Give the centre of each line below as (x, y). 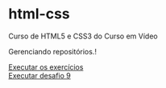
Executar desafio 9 (39, 75)
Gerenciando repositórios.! (52, 51)
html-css (39, 14)
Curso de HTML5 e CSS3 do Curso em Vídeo (83, 36)
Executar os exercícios (46, 67)
